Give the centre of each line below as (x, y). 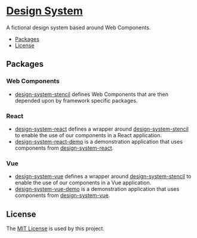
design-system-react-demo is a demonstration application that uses (99, 141)
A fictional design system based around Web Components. (79, 27)
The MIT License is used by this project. (55, 228)
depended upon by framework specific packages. (76, 100)
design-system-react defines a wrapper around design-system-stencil (102, 129)
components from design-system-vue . (62, 196)
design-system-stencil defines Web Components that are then (92, 94)
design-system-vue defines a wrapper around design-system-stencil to (103, 177)
